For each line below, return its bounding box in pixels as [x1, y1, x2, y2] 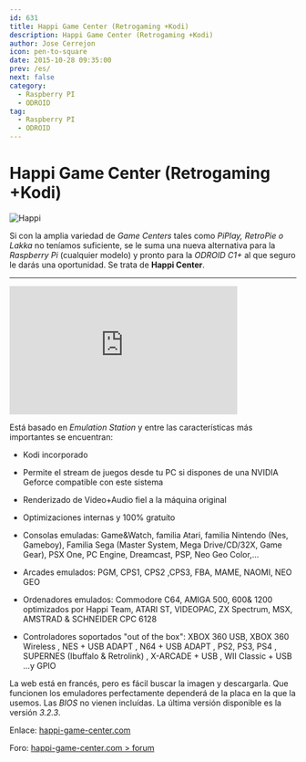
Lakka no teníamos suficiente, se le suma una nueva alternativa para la [9, 239, 276, 251]
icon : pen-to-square [9, 47, 88, 57]
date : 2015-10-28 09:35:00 [9, 56, 112, 65]
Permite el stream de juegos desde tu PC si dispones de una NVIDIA [22, 466, 280, 477]
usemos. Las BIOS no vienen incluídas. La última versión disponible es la [9, 697, 282, 708]
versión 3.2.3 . [9, 706, 61, 717]
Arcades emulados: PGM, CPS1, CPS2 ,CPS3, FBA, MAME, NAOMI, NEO [22, 567, 293, 578]
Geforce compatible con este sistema [22, 476, 164, 487]
